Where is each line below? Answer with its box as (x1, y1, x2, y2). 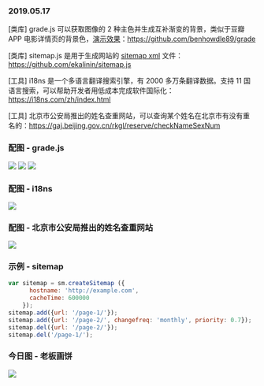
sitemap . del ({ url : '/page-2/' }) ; (8, 323, 118, 332)
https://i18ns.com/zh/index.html (8, 95, 111, 104)
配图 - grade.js (8, 143, 65, 154)
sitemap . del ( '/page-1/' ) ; (8, 331, 93, 339)
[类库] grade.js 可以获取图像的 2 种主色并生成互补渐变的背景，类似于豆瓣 (8, 24, 245, 34)
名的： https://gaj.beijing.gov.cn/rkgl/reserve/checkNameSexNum (8, 121, 221, 131)
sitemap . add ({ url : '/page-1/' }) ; (8, 309, 118, 317)
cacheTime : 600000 (28, 294, 90, 302)
